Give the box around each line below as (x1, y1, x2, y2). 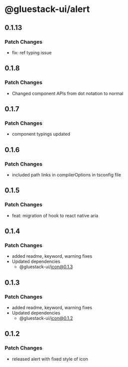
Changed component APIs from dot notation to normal (11, 90, 124, 96)
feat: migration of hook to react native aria (11, 212, 99, 218)
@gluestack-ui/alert (4, 3, 90, 15)
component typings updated (11, 131, 70, 137)
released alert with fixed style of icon (11, 356, 88, 362)
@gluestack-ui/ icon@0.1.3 (19, 264, 73, 270)
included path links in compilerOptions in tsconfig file (11, 172, 122, 178)
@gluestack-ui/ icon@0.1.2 (19, 315, 73, 321)
